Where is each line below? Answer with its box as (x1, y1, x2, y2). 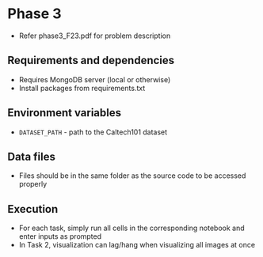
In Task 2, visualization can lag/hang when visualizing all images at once (18, 240, 255, 250)
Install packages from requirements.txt (18, 83, 146, 93)
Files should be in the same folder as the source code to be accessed (18, 171, 246, 180)
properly (18, 180, 48, 189)
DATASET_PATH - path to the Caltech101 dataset (18, 127, 168, 137)
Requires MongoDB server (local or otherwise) (18, 74, 171, 84)
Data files (7, 149, 56, 163)
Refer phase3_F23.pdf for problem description (18, 31, 171, 40)
